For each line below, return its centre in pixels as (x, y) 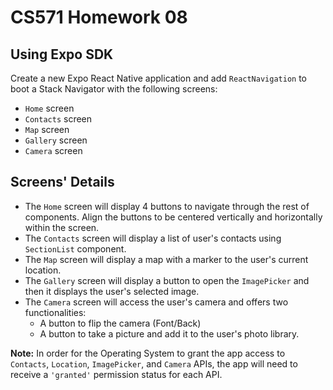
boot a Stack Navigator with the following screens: (114, 89)
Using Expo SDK (62, 54)
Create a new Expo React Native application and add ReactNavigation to (158, 78)
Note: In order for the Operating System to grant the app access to (148, 353)
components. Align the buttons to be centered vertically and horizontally (173, 217)
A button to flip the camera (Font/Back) (120, 323)
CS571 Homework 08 (99, 17)
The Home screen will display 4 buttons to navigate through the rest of (167, 206)
